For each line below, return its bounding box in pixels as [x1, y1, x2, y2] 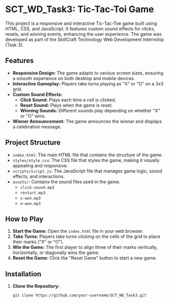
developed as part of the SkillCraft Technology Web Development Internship [5, 36, 164, 42]
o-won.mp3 [20, 201, 41, 206]
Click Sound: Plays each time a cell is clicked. [20, 97, 116, 103]
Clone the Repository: [12, 283, 60, 289]
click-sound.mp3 [20, 185, 55, 190]
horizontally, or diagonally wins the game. [12, 249, 100, 256]
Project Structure [5, 138, 61, 147]
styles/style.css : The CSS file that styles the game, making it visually [12, 157, 160, 163]
